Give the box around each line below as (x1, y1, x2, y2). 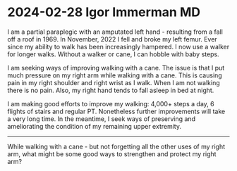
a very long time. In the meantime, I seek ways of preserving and (7, 114, 196, 123)
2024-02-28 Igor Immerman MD (7, 4, 201, 20)
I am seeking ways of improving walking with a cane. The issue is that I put (7, 63, 225, 72)
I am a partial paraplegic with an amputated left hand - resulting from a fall (7, 27, 224, 36)
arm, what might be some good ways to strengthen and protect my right (7, 149, 217, 158)
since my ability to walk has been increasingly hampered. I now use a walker (7, 42, 230, 51)
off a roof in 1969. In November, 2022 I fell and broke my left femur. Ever (7, 34, 217, 43)
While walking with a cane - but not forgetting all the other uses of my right (7, 142, 226, 151)
